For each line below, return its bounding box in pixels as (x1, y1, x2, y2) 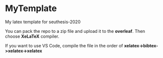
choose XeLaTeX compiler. (5, 33, 60, 39)
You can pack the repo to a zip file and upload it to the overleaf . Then (5, 28, 145, 34)
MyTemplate (5, 3, 57, 14)
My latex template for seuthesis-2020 (5, 19, 81, 25)
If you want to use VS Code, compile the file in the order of (5, 43, 123, 48)
